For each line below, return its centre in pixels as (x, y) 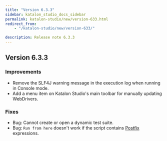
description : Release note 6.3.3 (40, 37)
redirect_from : (21, 24)
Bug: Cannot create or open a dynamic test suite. (63, 122)
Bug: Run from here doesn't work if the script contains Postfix (76, 127)
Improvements (23, 72)
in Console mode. (30, 88)
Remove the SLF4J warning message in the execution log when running (86, 82)
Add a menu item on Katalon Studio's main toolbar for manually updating (87, 93)
